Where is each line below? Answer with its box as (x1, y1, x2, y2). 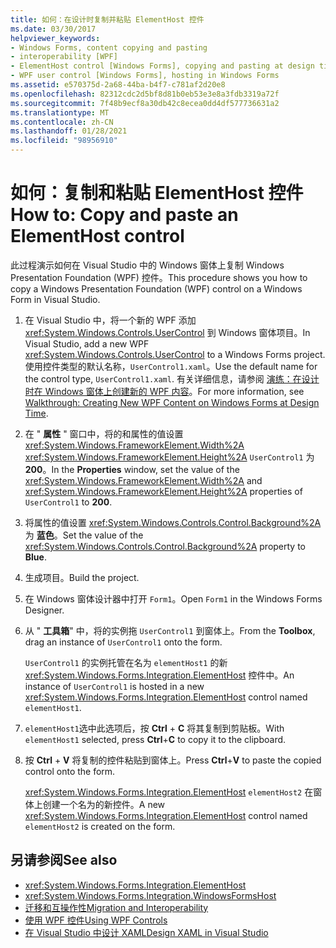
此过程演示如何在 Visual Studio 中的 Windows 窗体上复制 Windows (10, 259, 285, 271)
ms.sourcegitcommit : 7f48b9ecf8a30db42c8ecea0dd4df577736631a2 (10, 98, 280, 108)
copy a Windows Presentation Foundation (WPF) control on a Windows (10, 282, 303, 295)
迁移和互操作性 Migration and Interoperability (24, 901, 209, 913)
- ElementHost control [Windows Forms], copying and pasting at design (10, 61, 315, 71)
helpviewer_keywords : (10, 33, 101, 43)
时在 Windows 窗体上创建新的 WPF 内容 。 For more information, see (24, 385, 305, 397)
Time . (24, 407, 49, 419)
